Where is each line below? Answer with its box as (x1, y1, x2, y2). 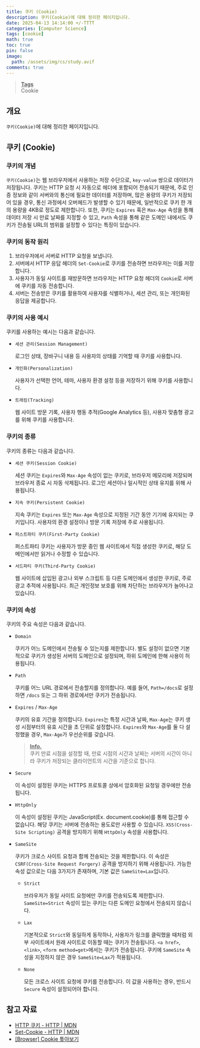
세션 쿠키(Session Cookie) (14, 460, 78, 467)
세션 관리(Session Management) (14, 342, 88, 348)
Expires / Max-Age (14, 703, 58, 711)
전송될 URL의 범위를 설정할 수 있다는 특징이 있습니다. (17, 221, 141, 228)
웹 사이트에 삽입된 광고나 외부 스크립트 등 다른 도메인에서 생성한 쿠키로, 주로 (14, 574, 192, 581)
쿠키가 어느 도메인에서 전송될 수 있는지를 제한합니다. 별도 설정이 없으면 (14, 645, 179, 652)
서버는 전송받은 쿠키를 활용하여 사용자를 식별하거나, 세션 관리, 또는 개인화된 (14, 290, 190, 297)
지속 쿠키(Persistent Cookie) (14, 499, 85, 505)
